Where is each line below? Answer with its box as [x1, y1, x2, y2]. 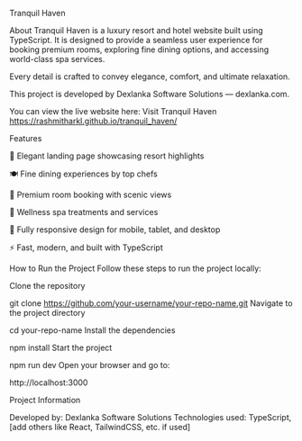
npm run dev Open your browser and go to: [9, 360, 170, 370]
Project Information [9, 395, 81, 405]
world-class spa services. [9, 54, 105, 64]
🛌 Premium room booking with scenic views [9, 189, 172, 200]
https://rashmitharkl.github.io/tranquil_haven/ [9, 116, 178, 126]
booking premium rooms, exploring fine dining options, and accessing [9, 44, 270, 55]
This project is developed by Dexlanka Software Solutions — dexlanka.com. [9, 89, 290, 99]
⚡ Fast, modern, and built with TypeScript [9, 242, 164, 253]
